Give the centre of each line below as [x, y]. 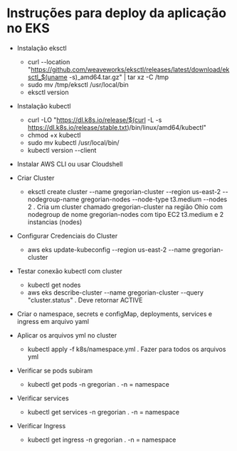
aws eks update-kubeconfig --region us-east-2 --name [109, 249]
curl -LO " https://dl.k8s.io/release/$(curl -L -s [95, 120]
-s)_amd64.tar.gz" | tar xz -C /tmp [119, 77]
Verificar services [43, 398]
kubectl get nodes [54, 285]
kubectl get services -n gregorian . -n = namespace [104, 412]
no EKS [28, 28]
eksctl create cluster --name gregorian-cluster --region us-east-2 [124, 191]
